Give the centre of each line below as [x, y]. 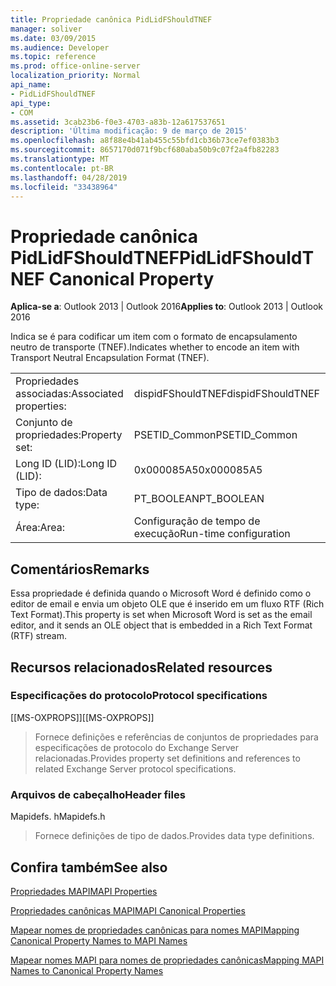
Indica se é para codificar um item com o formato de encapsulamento [154, 337]
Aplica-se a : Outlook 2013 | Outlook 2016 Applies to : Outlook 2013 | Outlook [167, 307]
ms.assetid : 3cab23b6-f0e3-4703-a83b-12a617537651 [118, 122]
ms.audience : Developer [60, 47]
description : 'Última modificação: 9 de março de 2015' [129, 131]
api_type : [31, 103]
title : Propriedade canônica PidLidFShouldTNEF [111, 19]
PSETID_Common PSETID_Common [215, 435]
